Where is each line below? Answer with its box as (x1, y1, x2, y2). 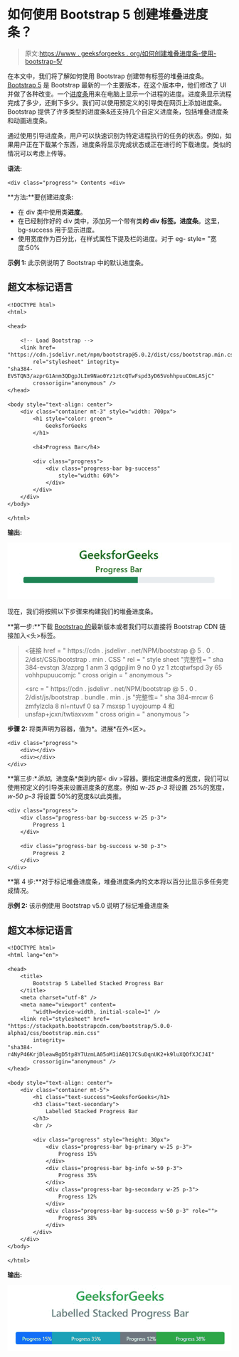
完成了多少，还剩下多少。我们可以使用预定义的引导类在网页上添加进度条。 (7, 98, 225, 107)
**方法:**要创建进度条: (7, 193, 74, 201)
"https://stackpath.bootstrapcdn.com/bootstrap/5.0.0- (7, 1023, 174, 1030)
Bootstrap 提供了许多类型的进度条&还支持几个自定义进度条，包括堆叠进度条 (7, 107, 229, 116)
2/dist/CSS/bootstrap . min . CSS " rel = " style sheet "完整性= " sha (24, 655, 224, 664)
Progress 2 (33, 850, 65, 857)
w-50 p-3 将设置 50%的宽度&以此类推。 (7, 792, 126, 800)
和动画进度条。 (7, 116, 51, 124)
